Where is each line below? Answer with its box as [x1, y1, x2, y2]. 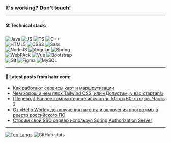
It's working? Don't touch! [5, 4, 71, 11]
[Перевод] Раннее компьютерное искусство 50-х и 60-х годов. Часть [12, 95, 165, 101]
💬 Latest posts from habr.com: [5, 74, 71, 80]
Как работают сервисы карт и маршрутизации [12, 85, 115, 91]
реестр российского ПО [12, 112, 66, 118]
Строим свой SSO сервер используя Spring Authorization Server [12, 117, 153, 123]
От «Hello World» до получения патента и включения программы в [12, 106, 159, 113]
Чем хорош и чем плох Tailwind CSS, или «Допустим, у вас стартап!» [12, 90, 164, 96]
